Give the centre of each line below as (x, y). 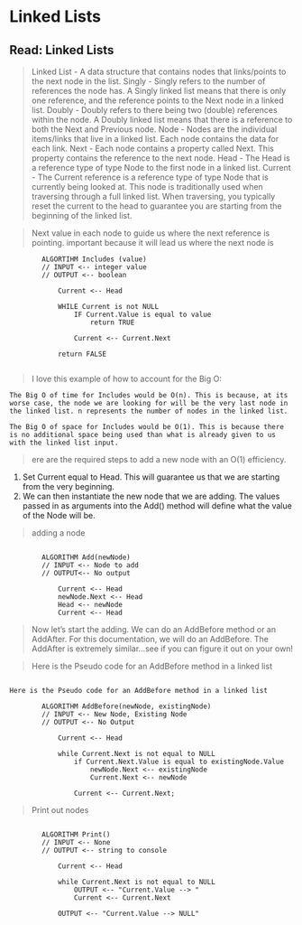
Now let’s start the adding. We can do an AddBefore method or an (154, 629)
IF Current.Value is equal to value (142, 314)
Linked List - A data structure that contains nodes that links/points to (159, 71)
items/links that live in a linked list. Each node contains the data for (155, 139)
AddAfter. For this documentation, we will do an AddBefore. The (150, 639)
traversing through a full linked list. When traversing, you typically (153, 196)
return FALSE (82, 354)
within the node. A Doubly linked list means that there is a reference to (162, 120)
